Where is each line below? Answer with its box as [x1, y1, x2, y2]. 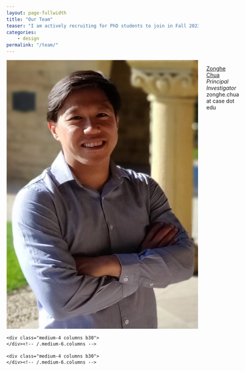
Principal [206, 78, 229, 85]
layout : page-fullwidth [6, 10, 67, 16]
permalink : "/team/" [6, 42, 59, 48]
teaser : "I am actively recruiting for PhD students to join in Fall [6, 23, 187, 29]
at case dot [206, 98, 235, 104]
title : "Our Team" [6, 16, 53, 23]
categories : [6, 29, 37, 35]
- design [17, 35, 40, 42]
